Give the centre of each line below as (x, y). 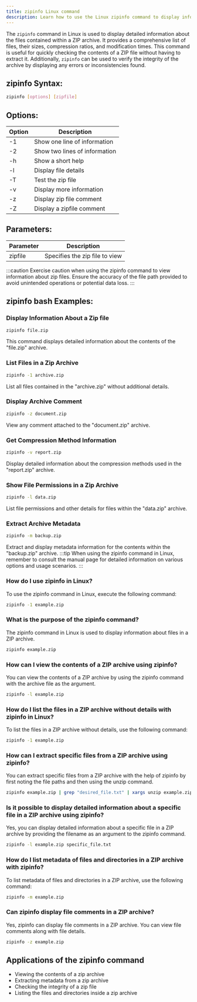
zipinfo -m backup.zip (34, 536)
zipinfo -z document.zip (36, 414)
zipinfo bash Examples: (50, 301)
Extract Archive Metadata (43, 524)
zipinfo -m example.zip (35, 897)
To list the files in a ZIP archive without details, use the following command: (97, 730)
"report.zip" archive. (31, 470)
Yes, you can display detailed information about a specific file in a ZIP (90, 828)
